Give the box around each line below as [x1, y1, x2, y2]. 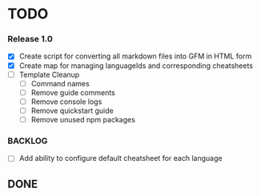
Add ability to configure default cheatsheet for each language [18, 154, 223, 163]
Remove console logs [30, 97, 102, 106]
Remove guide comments [30, 87, 115, 97]
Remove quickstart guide [30, 106, 114, 115]
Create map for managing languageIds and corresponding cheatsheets [18, 61, 254, 70]
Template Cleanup [18, 70, 80, 79]
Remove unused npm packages [30, 114, 135, 124]
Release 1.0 [7, 34, 53, 45]
